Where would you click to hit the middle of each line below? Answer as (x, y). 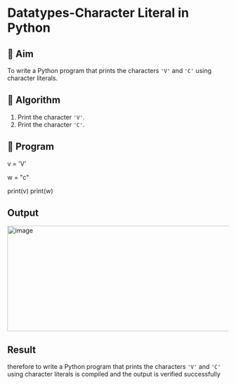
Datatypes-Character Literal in (98, 13)
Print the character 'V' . (51, 117)
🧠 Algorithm (34, 100)
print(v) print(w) (31, 190)
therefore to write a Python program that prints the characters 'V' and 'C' (114, 367)
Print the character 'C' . (51, 124)
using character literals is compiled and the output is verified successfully (114, 374)
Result (22, 350)
